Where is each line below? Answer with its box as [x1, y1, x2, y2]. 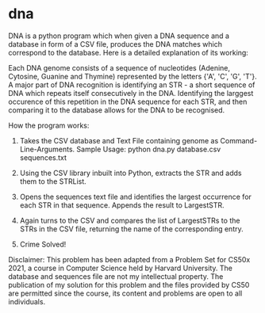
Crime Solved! [19, 239, 67, 249]
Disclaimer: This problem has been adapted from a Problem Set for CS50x [8, 254, 251, 264]
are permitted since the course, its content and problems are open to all [8, 288, 243, 298]
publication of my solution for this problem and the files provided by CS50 [8, 280, 250, 289]
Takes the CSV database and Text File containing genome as [19, 136, 219, 145]
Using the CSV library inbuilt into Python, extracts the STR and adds [19, 168, 242, 177]
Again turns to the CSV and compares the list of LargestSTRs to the [19, 216, 240, 225]
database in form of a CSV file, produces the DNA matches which [8, 39, 222, 48]
